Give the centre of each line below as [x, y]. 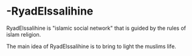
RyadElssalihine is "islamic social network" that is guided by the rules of [96, 28]
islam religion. [24, 34]
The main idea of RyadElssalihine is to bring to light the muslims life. [91, 46]
